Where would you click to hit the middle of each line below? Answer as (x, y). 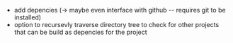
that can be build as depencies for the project (80, 32)
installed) (27, 17)
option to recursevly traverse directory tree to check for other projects (116, 25)
